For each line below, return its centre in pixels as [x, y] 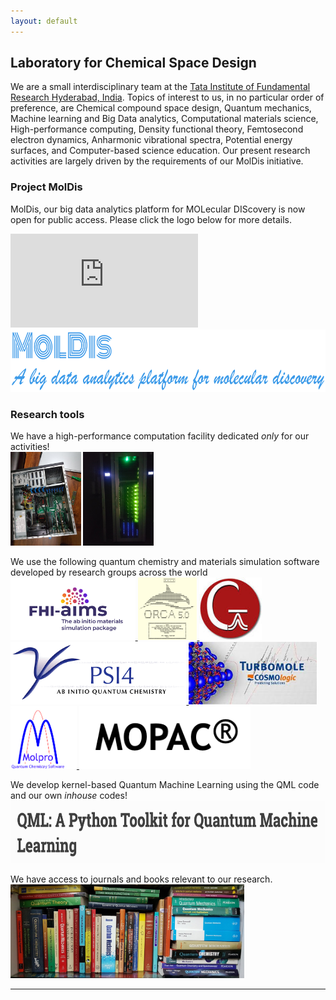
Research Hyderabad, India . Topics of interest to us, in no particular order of [167, 97]
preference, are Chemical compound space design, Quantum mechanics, [161, 108]
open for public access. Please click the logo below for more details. [151, 219]
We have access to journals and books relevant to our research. [141, 879]
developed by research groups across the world [109, 572]
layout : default [44, 21]
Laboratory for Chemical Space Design [133, 63]
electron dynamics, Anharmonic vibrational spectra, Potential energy [151, 140]
